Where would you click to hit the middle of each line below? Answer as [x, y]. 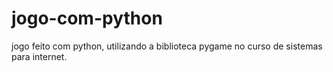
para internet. [39, 56]
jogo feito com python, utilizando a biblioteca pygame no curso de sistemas [167, 46]
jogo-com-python [87, 18]
